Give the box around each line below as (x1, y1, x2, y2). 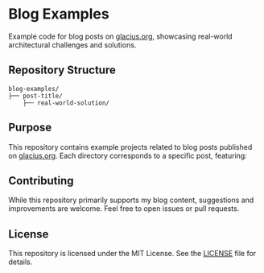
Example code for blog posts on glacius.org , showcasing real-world (8, 31, 233, 41)
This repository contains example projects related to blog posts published (8, 142, 253, 151)
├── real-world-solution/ (23, 98, 110, 107)
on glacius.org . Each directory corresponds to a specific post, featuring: (8, 151, 247, 160)
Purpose (8, 121, 52, 134)
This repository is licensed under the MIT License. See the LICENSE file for (8, 249, 257, 259)
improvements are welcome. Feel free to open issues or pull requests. (8, 204, 240, 213)
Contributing (8, 174, 74, 188)
